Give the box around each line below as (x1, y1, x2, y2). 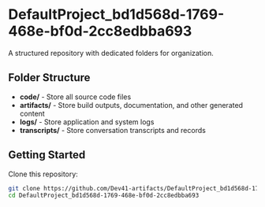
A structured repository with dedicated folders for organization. (8, 48, 215, 57)
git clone (8, 184, 41, 192)
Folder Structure (8, 71, 91, 84)
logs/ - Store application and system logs (19, 116, 155, 127)
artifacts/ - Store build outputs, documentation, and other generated (19, 100, 243, 109)
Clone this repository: (8, 169, 79, 179)
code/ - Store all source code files (19, 92, 132, 102)
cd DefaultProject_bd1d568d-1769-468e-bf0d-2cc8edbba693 (8, 191, 200, 200)
